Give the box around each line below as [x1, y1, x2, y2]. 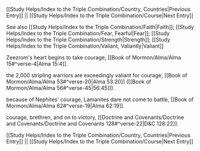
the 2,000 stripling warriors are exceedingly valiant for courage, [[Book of [6, 72, 188, 78]
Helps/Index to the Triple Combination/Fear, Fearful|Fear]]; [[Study [6, 30, 170, 37]
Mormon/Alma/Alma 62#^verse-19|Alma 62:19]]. [6, 102, 125, 109]
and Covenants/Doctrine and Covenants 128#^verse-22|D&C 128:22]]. [6, 120, 179, 127]
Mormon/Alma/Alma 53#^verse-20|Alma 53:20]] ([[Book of [6, 78, 152, 85]
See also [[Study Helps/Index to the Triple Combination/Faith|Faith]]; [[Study [6, 24, 194, 30]
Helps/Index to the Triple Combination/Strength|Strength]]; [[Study [6, 36, 171, 43]
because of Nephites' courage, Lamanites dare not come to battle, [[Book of [6, 96, 194, 103]
